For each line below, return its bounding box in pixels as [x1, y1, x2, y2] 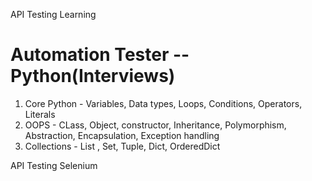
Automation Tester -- [10, 44, 190, 66]
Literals [24, 108, 56, 120]
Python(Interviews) [10, 65, 176, 88]
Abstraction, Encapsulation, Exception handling [24, 129, 220, 141]
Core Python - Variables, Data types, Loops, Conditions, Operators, [24, 97, 303, 109]
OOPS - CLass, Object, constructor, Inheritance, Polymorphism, [24, 119, 287, 131]
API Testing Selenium [10, 159, 98, 171]
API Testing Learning [10, 9, 97, 20]
